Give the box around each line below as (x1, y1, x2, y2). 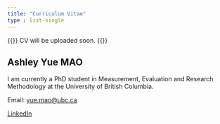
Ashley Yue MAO (7, 56, 83, 68)
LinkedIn (7, 109, 32, 118)
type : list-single (7, 17, 65, 24)
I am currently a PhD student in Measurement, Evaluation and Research (7, 75, 214, 83)
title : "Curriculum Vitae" (7, 10, 86, 18)
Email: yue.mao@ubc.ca (7, 96, 77, 104)
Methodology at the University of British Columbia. (7, 82, 154, 91)
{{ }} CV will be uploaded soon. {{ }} (7, 36, 108, 44)
